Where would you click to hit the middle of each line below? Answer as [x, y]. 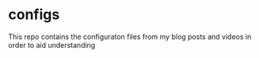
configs [34, 15]
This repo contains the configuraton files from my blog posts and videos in [130, 37]
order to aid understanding [52, 44]
